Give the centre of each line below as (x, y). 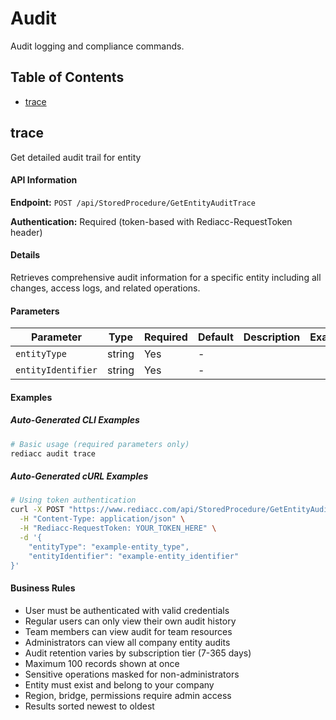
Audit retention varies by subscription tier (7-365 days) (138, 653)
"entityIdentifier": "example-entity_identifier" (134, 556)
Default (215, 337)
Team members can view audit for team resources (128, 631)
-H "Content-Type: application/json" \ (102, 519)
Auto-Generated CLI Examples (75, 420)
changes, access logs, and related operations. (105, 288)
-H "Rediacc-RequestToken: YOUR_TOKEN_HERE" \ (118, 528)
